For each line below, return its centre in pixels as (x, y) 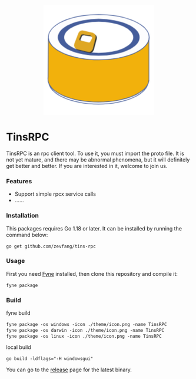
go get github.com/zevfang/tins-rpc (51, 246)
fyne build (18, 313)
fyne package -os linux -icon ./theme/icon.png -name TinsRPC (84, 337)
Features (19, 181)
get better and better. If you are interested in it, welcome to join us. (87, 166)
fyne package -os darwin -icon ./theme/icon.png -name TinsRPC (85, 331)
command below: (27, 235)
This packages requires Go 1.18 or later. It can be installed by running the (94, 228)
